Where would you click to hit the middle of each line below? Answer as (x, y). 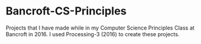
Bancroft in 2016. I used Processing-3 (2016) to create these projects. (93, 34)
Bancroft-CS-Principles (66, 11)
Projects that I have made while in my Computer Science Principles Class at (100, 28)
